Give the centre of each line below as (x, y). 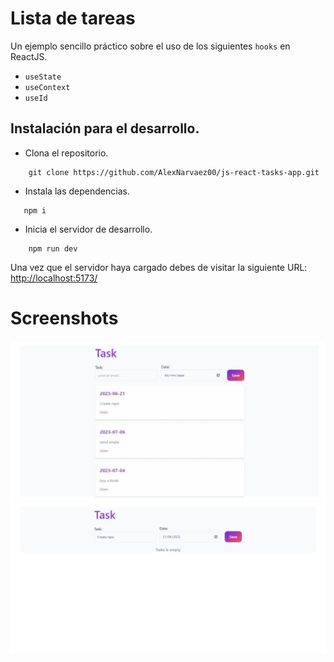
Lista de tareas (73, 18)
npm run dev (53, 248)
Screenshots (64, 318)
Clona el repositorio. (66, 153)
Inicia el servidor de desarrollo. (88, 229)
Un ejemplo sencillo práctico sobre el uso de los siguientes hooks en (150, 46)
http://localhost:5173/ (54, 278)
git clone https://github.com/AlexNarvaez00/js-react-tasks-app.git (174, 172)
